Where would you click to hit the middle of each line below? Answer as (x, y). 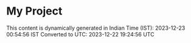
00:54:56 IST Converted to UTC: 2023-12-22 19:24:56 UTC (80, 34)
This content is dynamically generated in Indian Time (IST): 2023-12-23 (96, 28)
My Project (34, 11)
